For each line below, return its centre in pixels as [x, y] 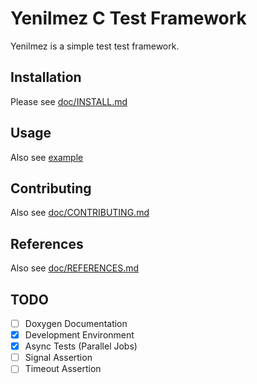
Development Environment [79, 335]
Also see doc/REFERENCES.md [75, 268]
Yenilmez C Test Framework [128, 18]
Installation [46, 77]
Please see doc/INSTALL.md [69, 101]
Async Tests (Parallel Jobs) [81, 346]
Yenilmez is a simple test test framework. [95, 46]
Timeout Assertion [63, 369]
